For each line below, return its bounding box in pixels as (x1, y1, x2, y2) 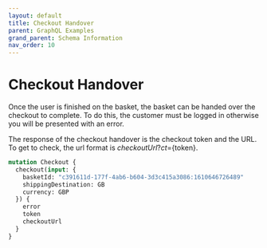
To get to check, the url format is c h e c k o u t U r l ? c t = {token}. (8, 143, 198, 152)
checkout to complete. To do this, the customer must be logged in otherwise (8, 111, 259, 120)
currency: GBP (22, 188, 69, 196)
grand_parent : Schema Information (8, 33, 124, 42)
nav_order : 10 (8, 41, 56, 49)
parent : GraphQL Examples (8, 26, 94, 34)
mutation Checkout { (8, 159, 77, 167)
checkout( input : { (15, 165, 77, 174)
